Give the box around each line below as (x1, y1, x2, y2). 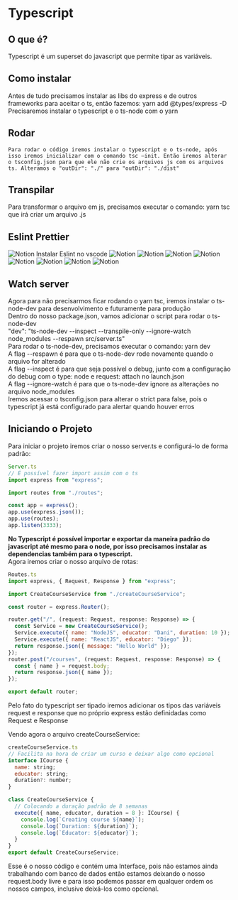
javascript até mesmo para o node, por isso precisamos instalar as (8, 542, 208, 551)
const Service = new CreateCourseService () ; (14, 623, 148, 630)
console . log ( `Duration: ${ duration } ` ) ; (21, 823, 139, 830)
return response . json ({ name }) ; (14, 669, 113, 676)
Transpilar (8, 184, 55, 196)
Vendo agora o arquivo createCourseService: (8, 730, 140, 738)
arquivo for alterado (8, 357, 66, 366)
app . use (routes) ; (8, 515, 59, 523)
